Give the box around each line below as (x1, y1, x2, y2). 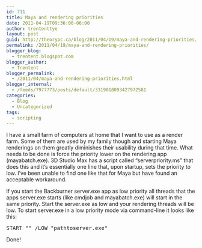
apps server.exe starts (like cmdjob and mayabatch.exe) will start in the (6, 194, 183, 201)
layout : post (6, 31, 39, 37)
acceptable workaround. (6, 176, 67, 183)
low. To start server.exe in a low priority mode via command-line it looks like (6, 207, 194, 214)
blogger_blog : (6, 48, 42, 54)
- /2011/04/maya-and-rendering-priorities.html (11, 76, 133, 82)
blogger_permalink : (6, 70, 55, 76)
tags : (6, 109, 20, 115)
